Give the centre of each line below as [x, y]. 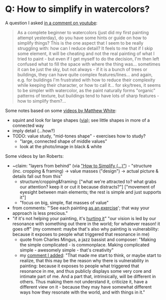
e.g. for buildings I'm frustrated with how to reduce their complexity [86, 80]
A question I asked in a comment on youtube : [51, 23]
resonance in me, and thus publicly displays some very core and [85, 271]
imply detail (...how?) [34, 130]
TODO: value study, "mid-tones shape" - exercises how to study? [79, 136]
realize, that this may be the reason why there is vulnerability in [84, 260]
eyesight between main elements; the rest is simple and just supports [90, 192]
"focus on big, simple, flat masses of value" [64, 202]
